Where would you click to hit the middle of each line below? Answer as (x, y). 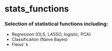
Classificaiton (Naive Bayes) (40, 39)
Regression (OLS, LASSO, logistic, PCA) (51, 34)
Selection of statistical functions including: (56, 24)
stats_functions (37, 9)
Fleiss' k (20, 45)
